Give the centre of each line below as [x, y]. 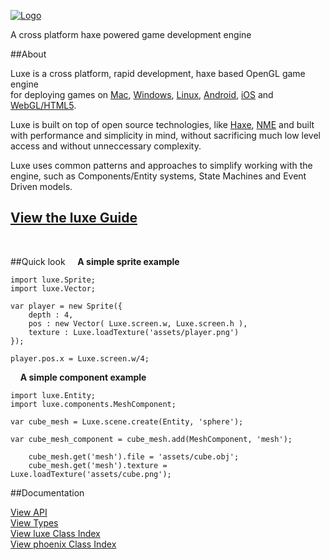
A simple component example [83, 377]
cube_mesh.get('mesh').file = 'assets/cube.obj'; [134, 456]
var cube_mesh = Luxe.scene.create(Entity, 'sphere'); [127, 421]
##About [28, 54]
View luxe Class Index [55, 533]
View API [29, 512]
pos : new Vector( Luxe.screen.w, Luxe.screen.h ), [138, 323]
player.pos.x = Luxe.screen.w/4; [80, 358]
